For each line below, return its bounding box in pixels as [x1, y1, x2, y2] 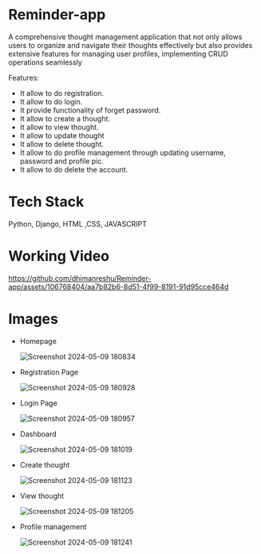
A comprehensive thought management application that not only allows [8, 32, 243, 42]
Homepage [19, 336, 57, 346]
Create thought [19, 460, 70, 469]
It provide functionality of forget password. [19, 105, 161, 115]
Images [8, 310, 58, 328]
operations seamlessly [8, 57, 82, 67]
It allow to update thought [19, 130, 105, 140]
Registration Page [19, 367, 78, 377]
